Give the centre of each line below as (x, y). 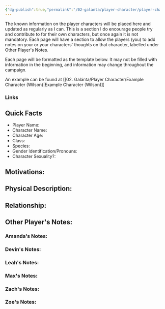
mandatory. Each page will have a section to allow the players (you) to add (80, 39)
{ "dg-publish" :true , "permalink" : (39, 10)
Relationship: (26, 205)
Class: (19, 141)
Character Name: (29, 130)
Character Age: (27, 135)
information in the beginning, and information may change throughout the (79, 64)
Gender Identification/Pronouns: (45, 151)
